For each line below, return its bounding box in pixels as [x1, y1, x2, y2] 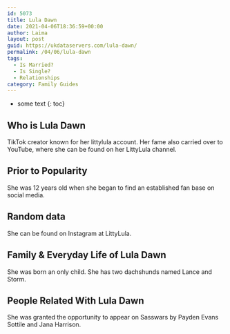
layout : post [7, 36, 45, 43]
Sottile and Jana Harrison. [7, 320, 82, 328]
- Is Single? [13, 68, 51, 75]
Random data [7, 211, 66, 223]
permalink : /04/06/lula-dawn [7, 49, 91, 56]
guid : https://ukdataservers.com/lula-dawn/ [7, 42, 137, 49]
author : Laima [7, 29, 48, 37]
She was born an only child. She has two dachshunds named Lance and [7, 267, 213, 276]
